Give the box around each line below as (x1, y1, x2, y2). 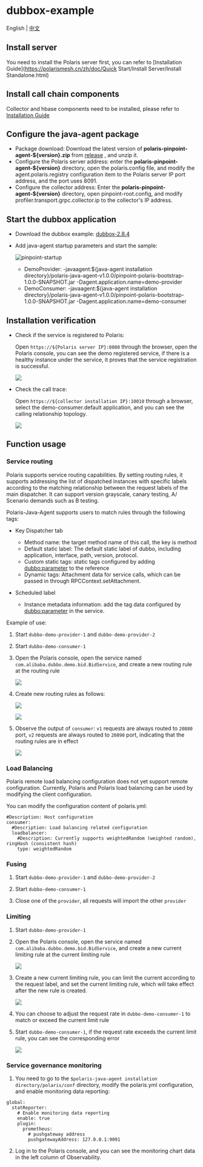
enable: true (17, 1115, 50, 1122)
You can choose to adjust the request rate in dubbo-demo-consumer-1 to (15, 1010, 191, 1017)
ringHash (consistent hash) (6, 840, 78, 846)
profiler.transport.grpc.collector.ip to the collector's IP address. (15, 196, 173, 204)
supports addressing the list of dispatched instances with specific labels (6, 477, 187, 485)
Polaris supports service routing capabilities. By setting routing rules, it (6, 471, 183, 478)
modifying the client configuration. (6, 791, 93, 798)
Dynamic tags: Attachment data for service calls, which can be (24, 570, 181, 578)
